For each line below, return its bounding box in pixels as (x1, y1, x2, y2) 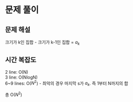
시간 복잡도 (5, 56, 37, 64)
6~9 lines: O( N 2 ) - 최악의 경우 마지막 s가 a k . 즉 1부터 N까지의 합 (5, 79, 129, 87)
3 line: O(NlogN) (5, 74, 38, 80)
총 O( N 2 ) (5, 91, 22, 98)
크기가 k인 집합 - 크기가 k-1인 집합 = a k (5, 40, 80, 46)
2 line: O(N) (5, 69, 28, 75)
